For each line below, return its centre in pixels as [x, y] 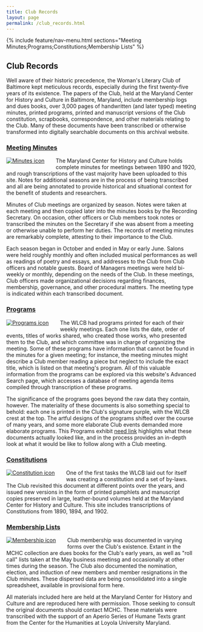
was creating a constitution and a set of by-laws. [127, 479]
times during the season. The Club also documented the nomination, [92, 566]
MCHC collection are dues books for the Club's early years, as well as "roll [99, 553]
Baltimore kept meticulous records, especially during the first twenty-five [98, 87]
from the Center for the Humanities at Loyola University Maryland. [88, 623]
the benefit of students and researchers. [57, 193]
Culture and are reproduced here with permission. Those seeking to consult [101, 604]
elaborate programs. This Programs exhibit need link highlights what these [99, 431]
